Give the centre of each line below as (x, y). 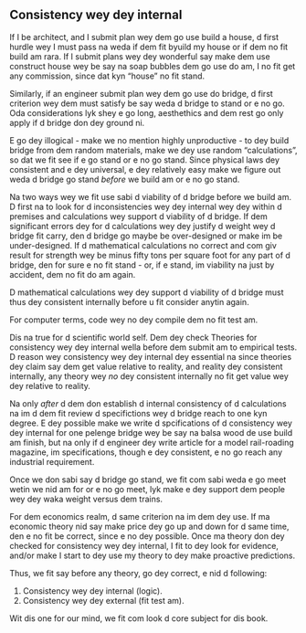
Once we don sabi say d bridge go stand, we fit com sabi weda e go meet (148, 480)
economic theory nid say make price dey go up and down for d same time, (149, 526)
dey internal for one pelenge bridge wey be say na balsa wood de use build (151, 432)
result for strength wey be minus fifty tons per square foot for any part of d (150, 255)
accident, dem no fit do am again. (73, 274)
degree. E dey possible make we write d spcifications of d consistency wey (151, 423)
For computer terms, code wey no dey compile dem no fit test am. (134, 320)
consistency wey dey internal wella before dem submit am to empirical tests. (153, 347)
